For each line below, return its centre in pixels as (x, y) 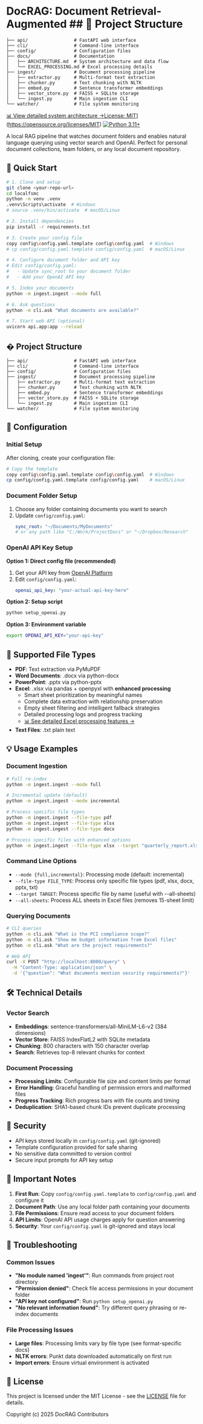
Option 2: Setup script (35, 602)
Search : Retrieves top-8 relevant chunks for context (80, 1052)
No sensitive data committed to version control (73, 1153)
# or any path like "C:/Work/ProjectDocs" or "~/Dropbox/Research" (101, 532)
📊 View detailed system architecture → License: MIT (71, 115)
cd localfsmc (23, 193)
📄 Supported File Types (51, 655)
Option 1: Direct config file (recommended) (61, 561)
